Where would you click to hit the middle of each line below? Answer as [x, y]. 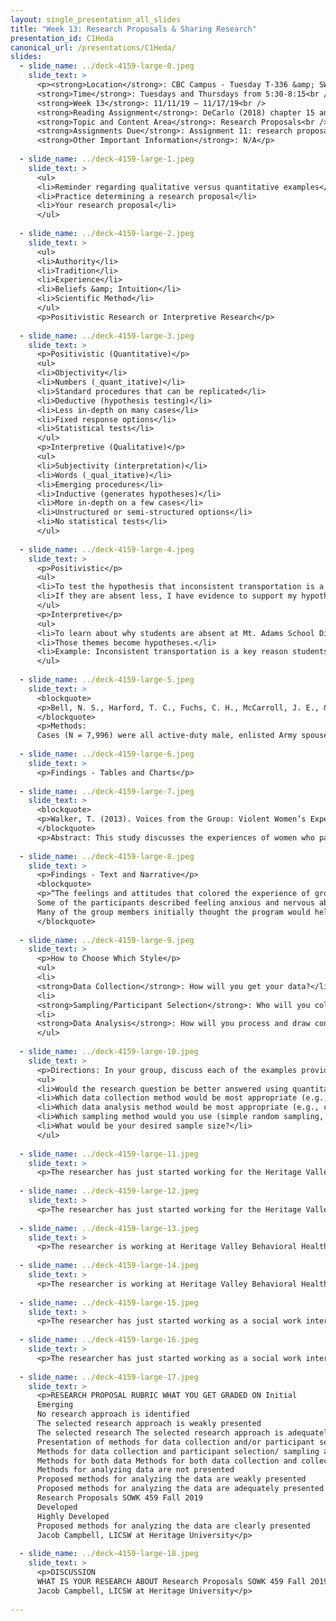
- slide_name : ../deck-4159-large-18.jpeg [109, 1554]
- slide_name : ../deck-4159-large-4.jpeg [107, 549]
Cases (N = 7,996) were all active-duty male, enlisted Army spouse [182, 736]
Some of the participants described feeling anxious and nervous [175, 903]
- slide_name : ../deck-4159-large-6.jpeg [107, 754]
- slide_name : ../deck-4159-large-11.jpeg [109, 1154]
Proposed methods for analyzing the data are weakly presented [171, 1479]
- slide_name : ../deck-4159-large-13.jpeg [109, 1228]
